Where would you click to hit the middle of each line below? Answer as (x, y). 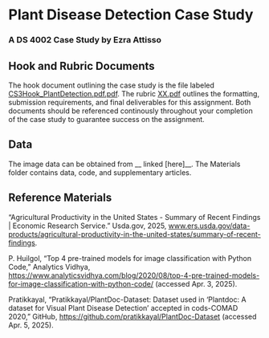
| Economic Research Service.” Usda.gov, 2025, (88, 226)
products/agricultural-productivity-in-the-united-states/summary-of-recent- (134, 234)
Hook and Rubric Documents (82, 66)
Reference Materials (60, 198)
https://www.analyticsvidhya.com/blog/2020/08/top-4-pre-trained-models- (134, 275)
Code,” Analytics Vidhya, (49, 267)
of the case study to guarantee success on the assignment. (106, 119)
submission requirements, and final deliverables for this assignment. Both (130, 102)
